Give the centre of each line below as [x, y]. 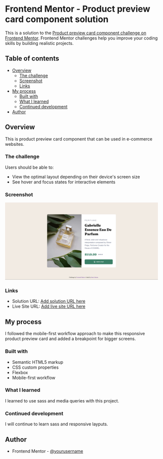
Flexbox [20, 372]
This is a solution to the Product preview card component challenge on [76, 33]
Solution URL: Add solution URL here [49, 301]
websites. [15, 144]
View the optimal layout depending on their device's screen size [76, 177]
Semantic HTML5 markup [38, 362]
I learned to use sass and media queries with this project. [62, 400]
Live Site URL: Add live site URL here [49, 306]
